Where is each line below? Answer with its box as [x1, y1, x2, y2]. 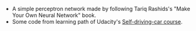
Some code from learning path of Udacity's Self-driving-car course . [12, 18, 183, 25]
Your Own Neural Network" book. [12, 12, 96, 19]
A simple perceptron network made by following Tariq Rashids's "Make [12, 5, 191, 12]
